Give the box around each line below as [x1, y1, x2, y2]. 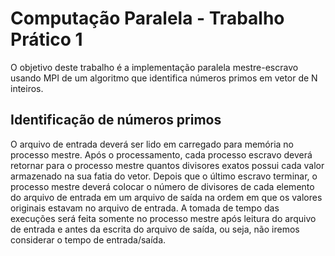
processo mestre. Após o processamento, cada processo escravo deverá [10, 148, 313, 161]
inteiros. [10, 82, 44, 94]
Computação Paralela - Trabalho [10, 7, 285, 30]
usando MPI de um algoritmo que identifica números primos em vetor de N [10, 72, 318, 84]
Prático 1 [10, 28, 83, 51]
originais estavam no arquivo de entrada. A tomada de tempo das [10, 202, 280, 214]
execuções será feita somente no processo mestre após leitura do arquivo [10, 212, 317, 224]
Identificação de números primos [10, 112, 222, 129]
